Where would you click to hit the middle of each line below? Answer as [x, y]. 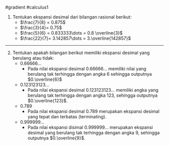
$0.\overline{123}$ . [48, 101]
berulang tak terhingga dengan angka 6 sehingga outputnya [90, 74]
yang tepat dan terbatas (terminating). [67, 117]
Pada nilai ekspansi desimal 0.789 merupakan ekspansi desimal [94, 111]
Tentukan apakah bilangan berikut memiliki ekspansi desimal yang [81, 53]
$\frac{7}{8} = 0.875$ [43, 22]
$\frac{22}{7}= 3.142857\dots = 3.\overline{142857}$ [75, 38]
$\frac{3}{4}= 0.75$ [41, 28]
